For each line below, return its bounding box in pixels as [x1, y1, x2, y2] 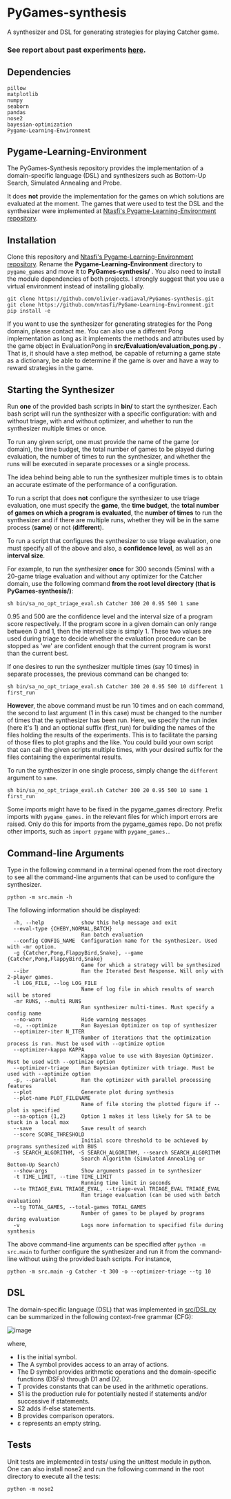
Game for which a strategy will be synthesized [81, 962, 221, 968]
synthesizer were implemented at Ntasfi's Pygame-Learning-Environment [7, 207, 217, 215]
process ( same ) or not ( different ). [7, 524, 104, 532]
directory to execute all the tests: [7, 1472, 101, 1480]
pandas [7, 109, 26, 116]
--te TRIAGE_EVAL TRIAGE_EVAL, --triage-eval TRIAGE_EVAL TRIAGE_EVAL [13, 1185, 221, 1193]
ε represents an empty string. [17, 1419, 101, 1427]
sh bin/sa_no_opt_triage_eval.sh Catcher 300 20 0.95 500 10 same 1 [7, 787, 208, 794]
